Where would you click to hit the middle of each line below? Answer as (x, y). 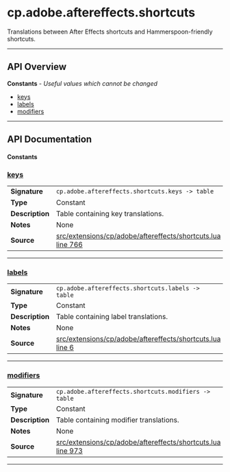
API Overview (37, 67)
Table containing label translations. (112, 317)
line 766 (69, 245)
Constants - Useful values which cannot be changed (82, 83)
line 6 (65, 348)
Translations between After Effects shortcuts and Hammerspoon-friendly (110, 32)
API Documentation (50, 140)
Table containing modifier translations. (117, 420)
